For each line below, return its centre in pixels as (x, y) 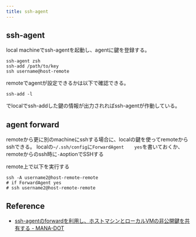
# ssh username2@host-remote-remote (51, 188)
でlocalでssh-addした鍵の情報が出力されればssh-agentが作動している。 (93, 106)
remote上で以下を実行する (38, 167)
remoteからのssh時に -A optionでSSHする (55, 154)
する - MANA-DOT (42, 228)
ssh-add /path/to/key (33, 66)
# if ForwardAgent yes (34, 183)
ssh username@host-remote (38, 72)
